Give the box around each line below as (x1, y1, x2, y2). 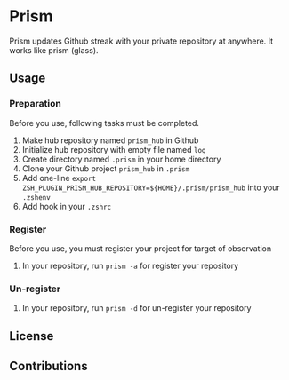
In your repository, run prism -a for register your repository (21, 260, 239, 271)
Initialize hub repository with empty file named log (21, 144, 206, 154)
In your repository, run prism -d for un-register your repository (21, 303, 252, 313)
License (9, 329, 54, 344)
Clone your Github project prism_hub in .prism (21, 162, 190, 174)
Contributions (9, 359, 88, 374)
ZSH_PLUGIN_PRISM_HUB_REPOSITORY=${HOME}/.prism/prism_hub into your (21, 182, 280, 193)
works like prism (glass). (9, 44, 100, 55)
